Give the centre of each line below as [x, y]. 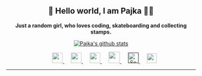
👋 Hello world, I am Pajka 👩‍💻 [101, 11]
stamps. [101, 32]
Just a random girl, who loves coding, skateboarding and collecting [101, 25]
